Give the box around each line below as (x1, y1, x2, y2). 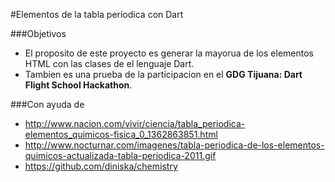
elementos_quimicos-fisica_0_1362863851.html (24, 129, 218, 140)
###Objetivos (10, 28, 67, 39)
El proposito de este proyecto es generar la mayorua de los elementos (24, 47, 314, 59)
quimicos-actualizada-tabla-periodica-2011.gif (24, 150, 217, 161)
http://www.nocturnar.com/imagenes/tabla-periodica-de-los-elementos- (24, 139, 325, 151)
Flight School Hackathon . (24, 79, 133, 91)
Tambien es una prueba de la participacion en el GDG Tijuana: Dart (24, 69, 303, 80)
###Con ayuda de (10, 99, 85, 110)
